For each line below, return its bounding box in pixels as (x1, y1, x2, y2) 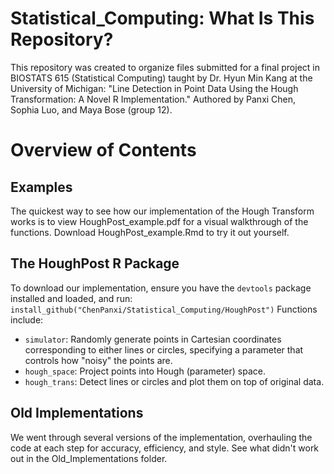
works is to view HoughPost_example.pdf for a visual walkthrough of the (10, 215, 309, 227)
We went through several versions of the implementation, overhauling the (10, 431, 313, 443)
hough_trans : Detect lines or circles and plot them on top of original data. (24, 375, 325, 387)
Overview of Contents (10, 139, 197, 162)
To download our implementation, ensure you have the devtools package (10, 282, 312, 294)
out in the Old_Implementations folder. (10, 452, 168, 464)
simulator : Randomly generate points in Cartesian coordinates (24, 333, 282, 345)
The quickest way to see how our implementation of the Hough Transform (10, 205, 315, 217)
